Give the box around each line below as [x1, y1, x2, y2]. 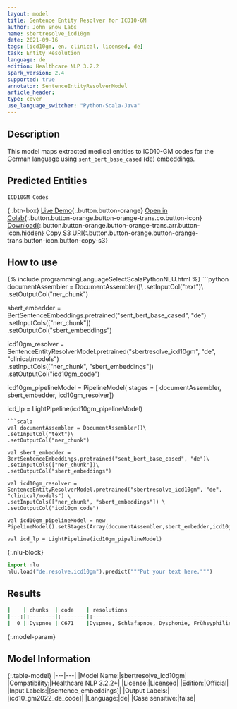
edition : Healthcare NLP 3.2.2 [7, 63, 99, 70]
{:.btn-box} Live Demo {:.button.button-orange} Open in [7, 206, 168, 214]
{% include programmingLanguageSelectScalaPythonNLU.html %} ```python [7, 275, 229, 284]
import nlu [7, 562, 39, 569]
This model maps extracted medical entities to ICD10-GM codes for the [7, 147, 214, 155]
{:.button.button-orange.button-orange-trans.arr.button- [36, 221, 200, 229]
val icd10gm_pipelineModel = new [7, 517, 106, 524]
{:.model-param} [7, 632, 56, 641]
